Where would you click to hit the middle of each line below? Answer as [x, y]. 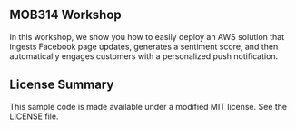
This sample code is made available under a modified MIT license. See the [148, 106]
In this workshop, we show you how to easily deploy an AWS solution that [147, 36]
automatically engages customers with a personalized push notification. [144, 56]
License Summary [62, 85]
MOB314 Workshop [66, 15]
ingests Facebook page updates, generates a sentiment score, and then [144, 46]
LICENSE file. [34, 116]
